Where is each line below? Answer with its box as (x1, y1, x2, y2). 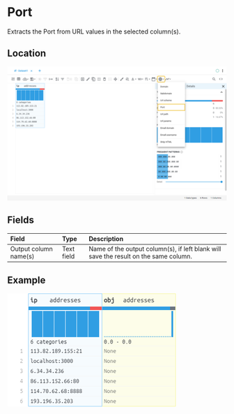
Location (7, 47, 47, 59)
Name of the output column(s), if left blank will (88, 245, 221, 253)
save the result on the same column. (88, 252, 193, 260)
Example (7, 274, 46, 286)
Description (88, 235, 124, 243)
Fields (7, 214, 35, 226)
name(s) (10, 252, 35, 260)
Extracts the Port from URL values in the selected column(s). (7, 27, 181, 36)
